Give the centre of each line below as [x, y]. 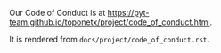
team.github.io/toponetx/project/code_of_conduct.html [110, 22]
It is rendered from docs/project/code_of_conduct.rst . [110, 39]
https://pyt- [128, 13]
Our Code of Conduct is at [57, 13]
